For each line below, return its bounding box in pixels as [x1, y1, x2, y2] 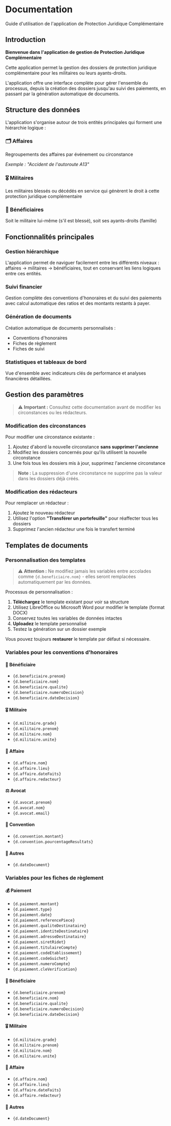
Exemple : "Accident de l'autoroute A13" [5, 161, 90, 167]
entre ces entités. [5, 271, 42, 277]
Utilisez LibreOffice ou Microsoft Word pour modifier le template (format [12, 604, 165, 610]
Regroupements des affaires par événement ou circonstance [5, 151, 133, 157]
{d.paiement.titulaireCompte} [12, 945, 78, 950]
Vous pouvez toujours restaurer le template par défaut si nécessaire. [5, 636, 151, 642]
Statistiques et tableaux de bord [5, 358, 87, 365]
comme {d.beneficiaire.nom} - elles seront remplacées [17, 574, 136, 580]
